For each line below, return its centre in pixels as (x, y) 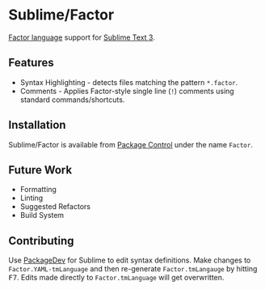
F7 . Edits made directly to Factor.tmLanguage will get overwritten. (116, 278)
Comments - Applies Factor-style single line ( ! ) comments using (127, 91)
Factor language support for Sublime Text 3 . (82, 37)
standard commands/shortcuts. (72, 100)
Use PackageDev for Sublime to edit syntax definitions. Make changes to (130, 260)
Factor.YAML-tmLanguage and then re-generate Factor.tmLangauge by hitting (133, 269)
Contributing (41, 241)
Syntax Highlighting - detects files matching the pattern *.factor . (129, 82)
